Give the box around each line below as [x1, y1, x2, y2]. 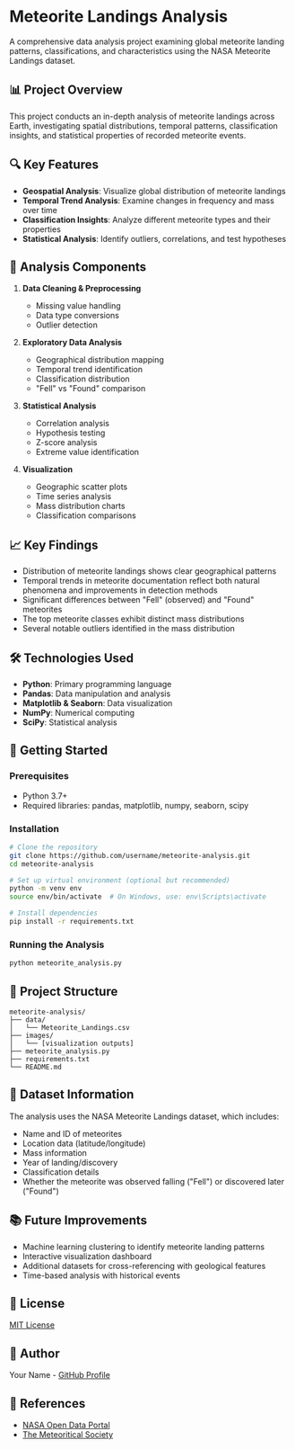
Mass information [22, 1147, 88, 1158]
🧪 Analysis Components [9, 259, 147, 274]
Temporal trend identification [35, 364, 143, 375]
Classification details [22, 1167, 100, 1177]
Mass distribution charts [35, 501, 126, 512]
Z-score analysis [35, 437, 98, 448]
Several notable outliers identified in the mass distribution [22, 623, 236, 634]
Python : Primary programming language [22, 679, 172, 689]
